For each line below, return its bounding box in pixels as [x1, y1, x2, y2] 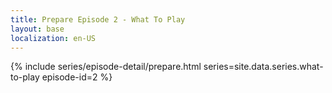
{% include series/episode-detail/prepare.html [10, 61, 202, 73]
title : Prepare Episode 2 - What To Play [10, 14, 186, 25]
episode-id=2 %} [41, 71, 113, 83]
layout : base [10, 24, 65, 34]
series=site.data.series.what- [203, 61, 324, 73]
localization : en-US [10, 33, 97, 43]
